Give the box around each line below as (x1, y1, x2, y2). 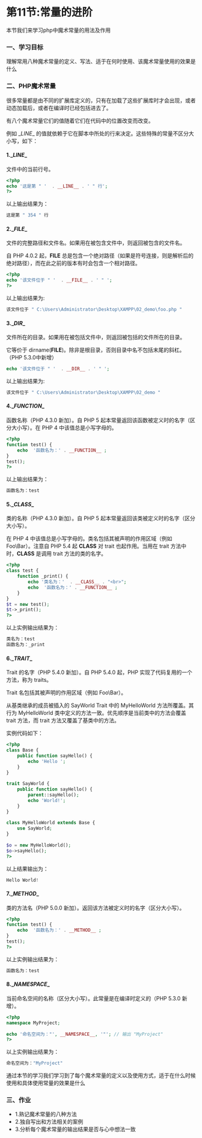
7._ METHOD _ (6, 890, 39, 897)
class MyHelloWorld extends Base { (6, 820, 96, 826)
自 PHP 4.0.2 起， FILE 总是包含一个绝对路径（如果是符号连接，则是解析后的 (6, 252, 194, 259)
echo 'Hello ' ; (28, 758, 66, 764)
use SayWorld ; (17, 825, 52, 831)
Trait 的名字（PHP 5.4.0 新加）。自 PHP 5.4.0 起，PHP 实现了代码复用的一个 (6, 668, 192, 676)
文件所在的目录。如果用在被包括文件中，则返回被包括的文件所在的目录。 (6, 334, 185, 341)
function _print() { (17, 574, 69, 580)
